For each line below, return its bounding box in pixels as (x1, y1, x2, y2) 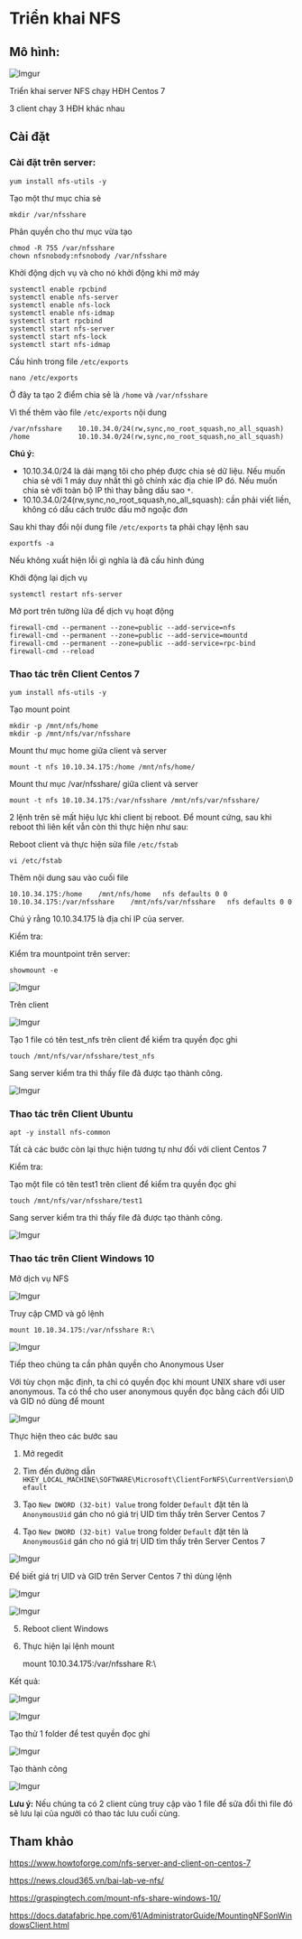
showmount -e (9, 966, 59, 975)
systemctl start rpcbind (9, 316, 103, 325)
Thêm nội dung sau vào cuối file (9, 872, 129, 883)
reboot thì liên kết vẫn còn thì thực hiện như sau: (9, 821, 189, 832)
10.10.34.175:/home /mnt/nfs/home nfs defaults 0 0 (9, 889, 228, 898)
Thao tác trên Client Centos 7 (9, 668, 140, 680)
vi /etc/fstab (9, 856, 63, 866)
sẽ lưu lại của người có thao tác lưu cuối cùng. (9, 1807, 180, 1819)
